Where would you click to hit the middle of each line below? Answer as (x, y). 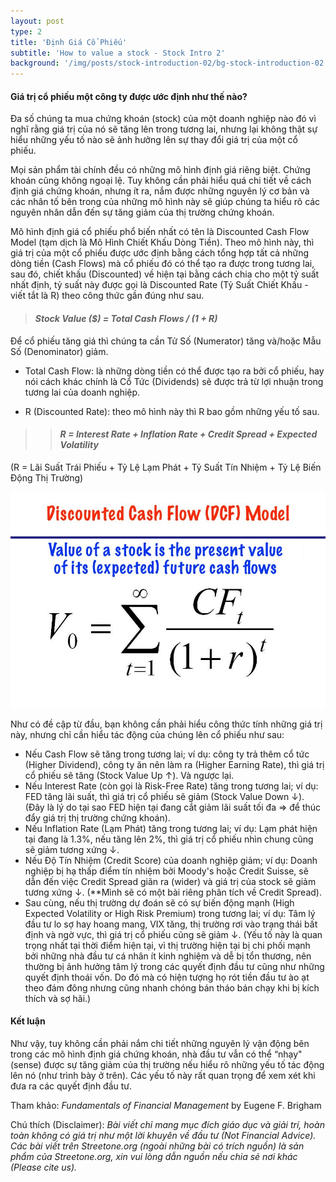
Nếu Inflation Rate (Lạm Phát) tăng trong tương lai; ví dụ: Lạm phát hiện (171, 828)
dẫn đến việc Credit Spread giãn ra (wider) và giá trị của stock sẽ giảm (170, 881)
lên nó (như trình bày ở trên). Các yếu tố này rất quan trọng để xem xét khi (163, 1075)
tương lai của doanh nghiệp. (82, 392)
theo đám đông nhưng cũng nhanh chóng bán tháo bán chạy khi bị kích (172, 987)
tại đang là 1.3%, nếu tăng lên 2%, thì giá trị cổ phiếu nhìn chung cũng (169, 839)
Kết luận (28, 1021)
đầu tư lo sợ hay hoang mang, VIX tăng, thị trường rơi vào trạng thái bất (171, 924)
